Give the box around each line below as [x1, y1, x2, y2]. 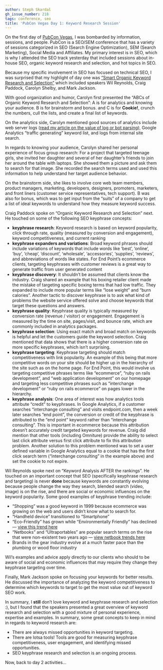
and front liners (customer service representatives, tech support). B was [5, 190, 150, 196]
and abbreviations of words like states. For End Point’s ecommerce [12, 256, 146, 262]
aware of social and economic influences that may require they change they [5, 560, 157, 565]
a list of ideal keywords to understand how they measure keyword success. [5, 201, 156, 207]
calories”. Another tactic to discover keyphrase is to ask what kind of [12, 293, 150, 298]
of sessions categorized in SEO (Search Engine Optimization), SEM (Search [5, 44, 156, 50]
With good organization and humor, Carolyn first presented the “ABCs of [5, 95, 150, 101]
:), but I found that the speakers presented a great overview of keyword [5, 604, 148, 610]
